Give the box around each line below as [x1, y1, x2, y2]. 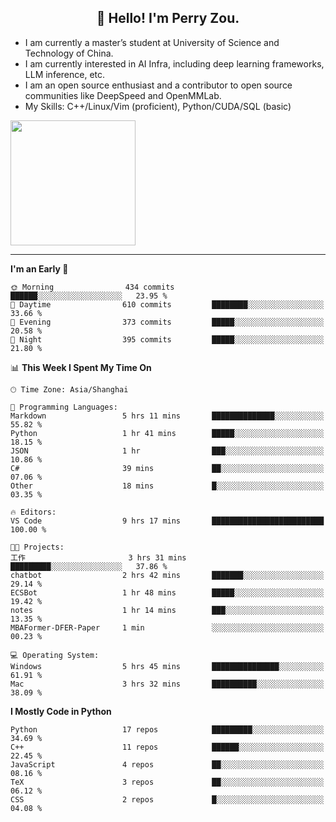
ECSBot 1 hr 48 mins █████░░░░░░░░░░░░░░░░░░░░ [10, 587, 325, 598]
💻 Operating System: [10, 650, 100, 660]
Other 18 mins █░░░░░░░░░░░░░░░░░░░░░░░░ [10, 481, 325, 491]
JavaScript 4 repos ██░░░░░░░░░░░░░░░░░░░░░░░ [10, 759, 325, 770]
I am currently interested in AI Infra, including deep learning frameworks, [24, 57, 325, 70]
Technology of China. [24, 47, 114, 59]
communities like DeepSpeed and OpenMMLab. [24, 89, 222, 101]
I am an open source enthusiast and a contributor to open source [24, 79, 293, 91]
